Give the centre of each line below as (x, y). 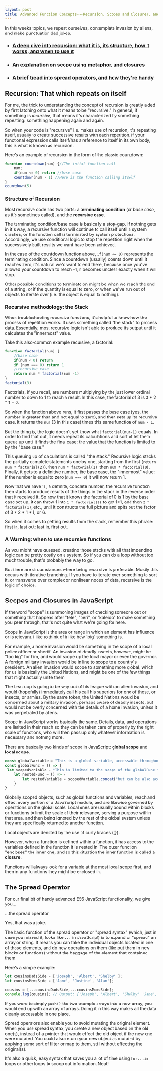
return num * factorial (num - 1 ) (46, 374)
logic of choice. (21, 585)
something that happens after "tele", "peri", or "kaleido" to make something (80, 618)
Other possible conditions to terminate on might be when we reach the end (80, 284)
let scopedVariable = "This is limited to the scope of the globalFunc (81, 770)
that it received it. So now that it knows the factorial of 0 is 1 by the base (77, 497)
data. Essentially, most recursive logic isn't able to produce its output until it (81, 328)
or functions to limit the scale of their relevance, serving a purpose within (78, 813)
